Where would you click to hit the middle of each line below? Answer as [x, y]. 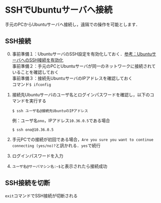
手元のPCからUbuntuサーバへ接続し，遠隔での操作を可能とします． [72, 24]
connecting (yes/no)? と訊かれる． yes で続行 [56, 145]
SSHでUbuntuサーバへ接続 [59, 10]
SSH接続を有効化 [46, 60]
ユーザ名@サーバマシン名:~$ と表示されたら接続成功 [60, 166]
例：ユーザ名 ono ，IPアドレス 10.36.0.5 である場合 [61, 120]
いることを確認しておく [35, 72]
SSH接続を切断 [28, 183]
